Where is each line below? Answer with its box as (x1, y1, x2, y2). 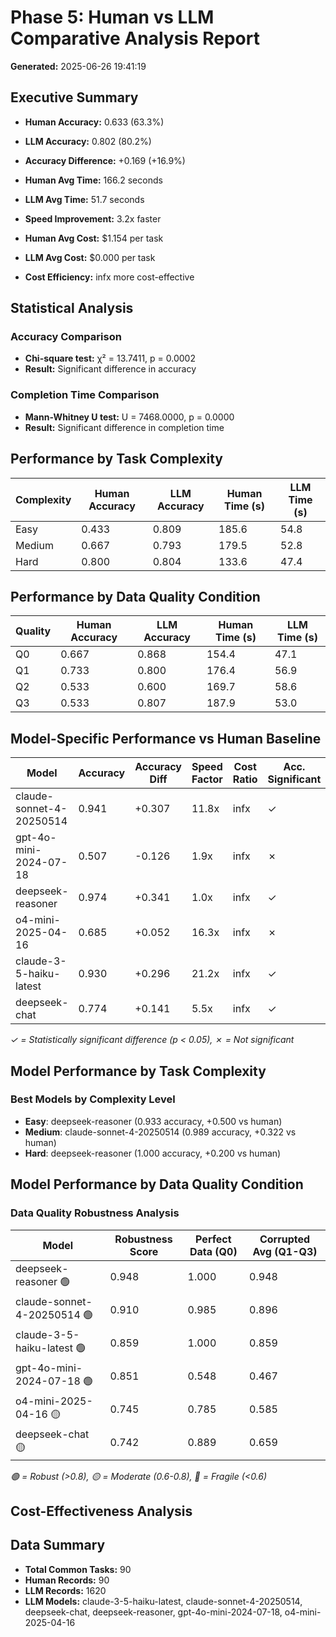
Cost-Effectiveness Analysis (10, 1502, 193, 1520)
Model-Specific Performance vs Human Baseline (10, 730, 322, 747)
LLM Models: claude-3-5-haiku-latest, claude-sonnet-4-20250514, (24, 1595, 303, 1607)
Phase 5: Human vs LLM (10, 6, 215, 29)
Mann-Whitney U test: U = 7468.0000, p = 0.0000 (24, 411, 235, 423)
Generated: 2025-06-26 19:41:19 (10, 60, 147, 72)
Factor (191, 772, 223, 786)
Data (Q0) (189, 1244, 238, 1258)
